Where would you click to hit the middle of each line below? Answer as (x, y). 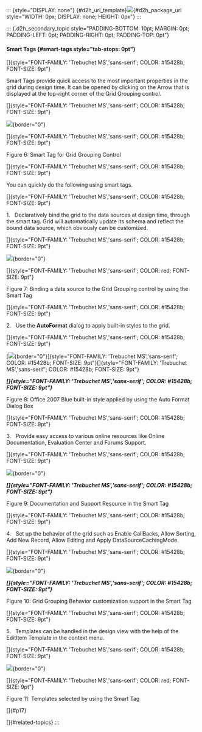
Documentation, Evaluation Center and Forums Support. (77, 443)
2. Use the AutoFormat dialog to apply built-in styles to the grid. (88, 326)
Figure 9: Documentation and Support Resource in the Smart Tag (88, 504)
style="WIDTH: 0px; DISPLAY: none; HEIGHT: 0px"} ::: (74, 16)
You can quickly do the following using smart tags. (69, 185)
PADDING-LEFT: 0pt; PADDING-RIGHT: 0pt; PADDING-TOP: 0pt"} (88, 35)
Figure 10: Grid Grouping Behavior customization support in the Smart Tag (99, 601)
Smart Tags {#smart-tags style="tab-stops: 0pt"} (71, 49)
